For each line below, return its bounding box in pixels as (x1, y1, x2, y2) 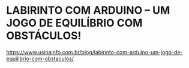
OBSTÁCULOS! (6, 29, 82, 42)
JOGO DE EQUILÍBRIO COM (6, 16, 143, 30)
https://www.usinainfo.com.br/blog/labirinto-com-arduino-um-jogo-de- (6, 48, 183, 55)
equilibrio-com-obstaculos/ (6, 55, 74, 62)
